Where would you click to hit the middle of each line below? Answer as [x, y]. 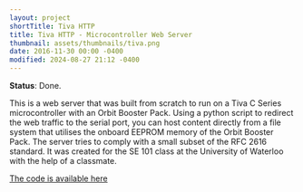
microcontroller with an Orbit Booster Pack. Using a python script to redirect [151, 113]
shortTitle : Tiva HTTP [52, 26]
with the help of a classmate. [64, 161]
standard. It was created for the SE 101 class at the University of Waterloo [147, 151]
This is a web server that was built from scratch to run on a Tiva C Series [146, 103]
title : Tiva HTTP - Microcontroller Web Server [101, 34]
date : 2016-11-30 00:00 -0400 [67, 52]
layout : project [40, 18]
